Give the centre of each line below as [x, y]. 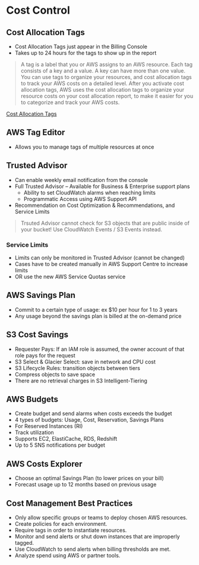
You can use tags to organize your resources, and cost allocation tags [106, 77]
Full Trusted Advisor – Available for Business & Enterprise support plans [102, 186]
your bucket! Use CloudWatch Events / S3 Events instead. [91, 229]
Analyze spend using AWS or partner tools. [67, 555]
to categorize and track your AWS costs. [70, 102]
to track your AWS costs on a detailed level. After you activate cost [102, 83]
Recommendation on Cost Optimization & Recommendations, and [95, 205]
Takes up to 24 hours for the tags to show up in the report [86, 53]
